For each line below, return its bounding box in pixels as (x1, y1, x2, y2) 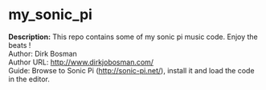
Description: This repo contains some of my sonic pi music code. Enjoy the (8, 32, 259, 41)
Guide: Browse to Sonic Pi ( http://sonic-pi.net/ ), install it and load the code (8, 65, 255, 75)
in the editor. (8, 74, 50, 84)
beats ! (8, 40, 31, 49)
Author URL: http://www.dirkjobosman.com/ (8, 57, 154, 67)
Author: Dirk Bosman (8, 49, 78, 58)
